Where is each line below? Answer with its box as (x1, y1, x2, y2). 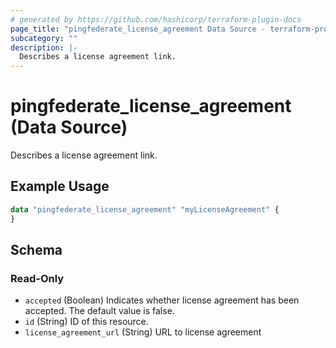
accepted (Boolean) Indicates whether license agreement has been (24, 294, 300, 306)
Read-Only (10, 271, 65, 285)
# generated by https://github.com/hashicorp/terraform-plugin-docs (10, 14, 302, 25)
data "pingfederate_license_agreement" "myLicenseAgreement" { (10, 204, 280, 215)
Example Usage (10, 178, 110, 195)
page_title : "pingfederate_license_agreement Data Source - (10, 24, 267, 34)
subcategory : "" (10, 33, 78, 43)
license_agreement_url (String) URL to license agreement (24, 326, 262, 338)
